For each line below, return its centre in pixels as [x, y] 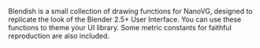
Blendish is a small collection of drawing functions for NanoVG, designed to [130, 11]
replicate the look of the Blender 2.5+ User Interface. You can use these [125, 19]
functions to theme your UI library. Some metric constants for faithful [120, 27]
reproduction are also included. [59, 36]
